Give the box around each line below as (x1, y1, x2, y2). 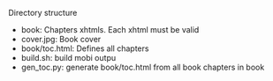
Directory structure (8, 8, 78, 18)
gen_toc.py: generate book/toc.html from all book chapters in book (20, 62, 265, 72)
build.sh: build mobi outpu (20, 53, 117, 63)
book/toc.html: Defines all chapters (20, 43, 149, 54)
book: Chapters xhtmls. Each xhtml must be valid (20, 25, 200, 34)
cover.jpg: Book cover (20, 34, 102, 44)
